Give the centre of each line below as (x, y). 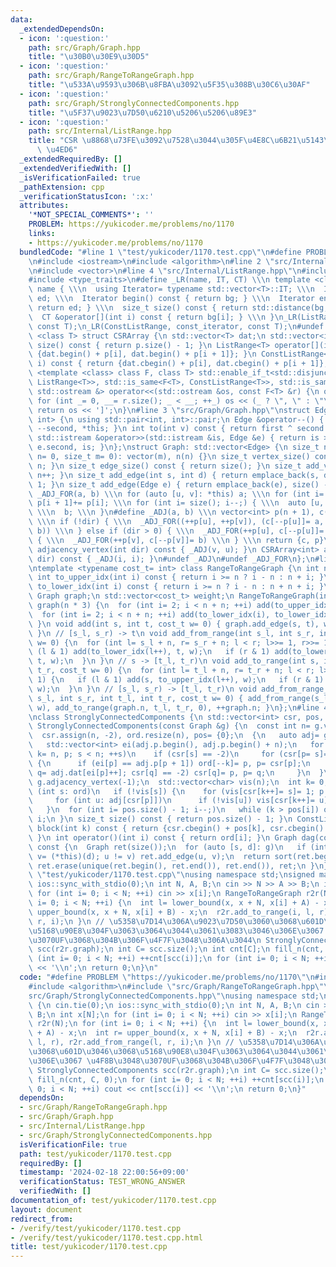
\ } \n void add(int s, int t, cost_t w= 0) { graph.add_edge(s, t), (174, 624)
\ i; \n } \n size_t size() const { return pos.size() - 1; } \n (160, 819)
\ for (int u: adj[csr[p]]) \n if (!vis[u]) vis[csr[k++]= (171, 801)
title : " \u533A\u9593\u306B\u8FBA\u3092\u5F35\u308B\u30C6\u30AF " (169, 85)
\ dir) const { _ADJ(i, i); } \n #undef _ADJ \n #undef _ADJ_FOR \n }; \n (171, 559)
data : (21, 19)
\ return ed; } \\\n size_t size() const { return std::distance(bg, (178, 308)
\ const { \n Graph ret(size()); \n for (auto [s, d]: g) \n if (167, 847)
